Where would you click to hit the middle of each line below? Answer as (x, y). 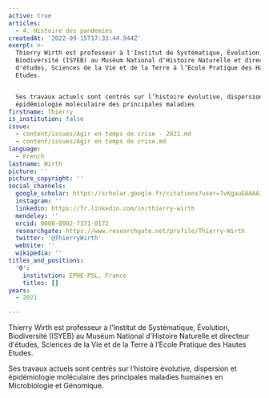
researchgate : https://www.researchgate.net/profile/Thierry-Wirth (130, 231)
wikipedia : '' (39, 253)
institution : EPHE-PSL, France (75, 275)
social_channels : (37, 186)
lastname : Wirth (35, 164)
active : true (30, 16)
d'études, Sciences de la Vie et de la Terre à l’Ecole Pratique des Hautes (127, 344)
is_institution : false (46, 119)
